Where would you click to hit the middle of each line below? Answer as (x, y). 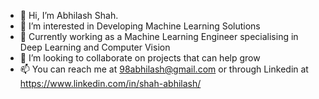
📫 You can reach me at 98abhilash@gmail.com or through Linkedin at (164, 69)
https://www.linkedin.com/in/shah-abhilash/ (110, 83)
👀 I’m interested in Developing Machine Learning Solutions (140, 26)
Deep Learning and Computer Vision (95, 47)
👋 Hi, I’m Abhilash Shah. (69, 15)
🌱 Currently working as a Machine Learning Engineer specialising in (159, 36)
